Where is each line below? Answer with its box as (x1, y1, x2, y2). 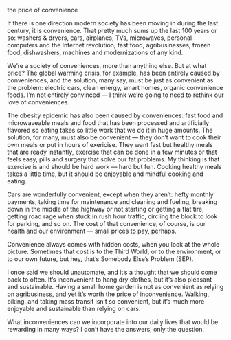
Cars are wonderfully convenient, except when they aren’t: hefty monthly (7, 190, 214, 199)
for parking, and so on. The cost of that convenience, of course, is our (7, 220, 206, 227)
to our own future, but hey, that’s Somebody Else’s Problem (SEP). (7, 255, 194, 263)
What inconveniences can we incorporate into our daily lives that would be (7, 318, 219, 326)
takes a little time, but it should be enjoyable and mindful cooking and (7, 170, 204, 178)
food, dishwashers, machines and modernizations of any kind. (7, 48, 184, 56)
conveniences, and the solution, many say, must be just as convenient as (7, 76, 214, 84)
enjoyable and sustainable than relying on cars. (7, 305, 141, 313)
